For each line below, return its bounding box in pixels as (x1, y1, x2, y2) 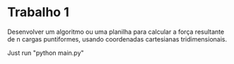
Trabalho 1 (7, 4, 69, 20)
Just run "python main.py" (7, 49, 84, 57)
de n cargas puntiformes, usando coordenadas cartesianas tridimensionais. (7, 34, 228, 43)
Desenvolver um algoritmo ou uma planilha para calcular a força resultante (7, 27, 225, 36)
